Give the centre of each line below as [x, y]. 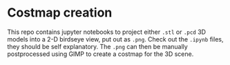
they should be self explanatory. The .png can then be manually [97, 46]
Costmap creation [60, 13]
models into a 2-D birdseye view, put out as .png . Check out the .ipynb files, [115, 39]
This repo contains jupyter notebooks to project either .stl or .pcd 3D [106, 32]
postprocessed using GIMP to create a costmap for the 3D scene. [100, 54]
